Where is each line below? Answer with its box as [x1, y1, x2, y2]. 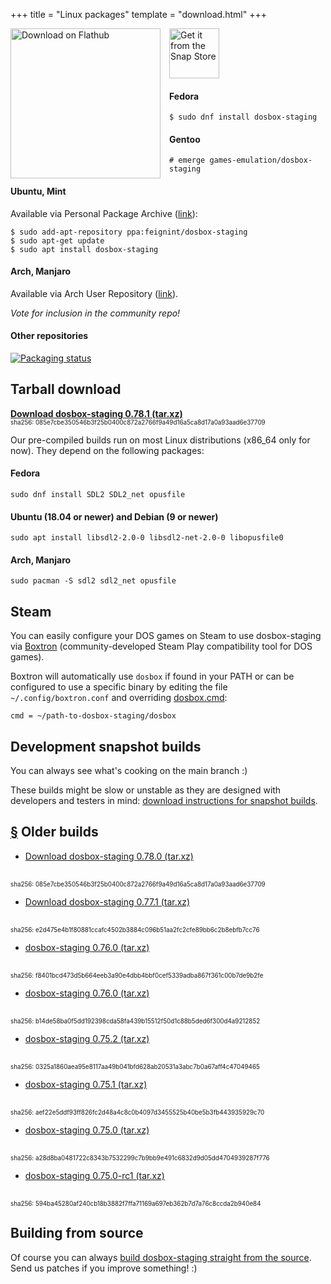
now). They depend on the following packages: [10, 444, 205, 456]
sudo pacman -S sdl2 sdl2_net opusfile [10, 576, 177, 586]
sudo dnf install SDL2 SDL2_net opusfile [10, 490, 186, 500]
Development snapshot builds [10, 738, 202, 755]
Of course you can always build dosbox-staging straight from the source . [10, 1251, 312, 1263]
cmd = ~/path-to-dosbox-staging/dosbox [10, 711, 177, 721]
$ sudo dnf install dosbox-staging [169, 112, 318, 123]
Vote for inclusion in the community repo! [10, 307, 181, 319]
